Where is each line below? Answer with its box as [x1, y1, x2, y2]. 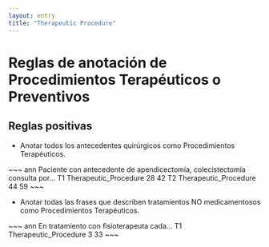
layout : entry [8, 11, 56, 20]
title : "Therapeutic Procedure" [8, 19, 116, 27]
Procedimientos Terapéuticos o [8, 70, 222, 89]
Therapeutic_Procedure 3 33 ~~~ [8, 229, 119, 239]
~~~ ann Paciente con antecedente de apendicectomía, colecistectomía [8, 165, 246, 174]
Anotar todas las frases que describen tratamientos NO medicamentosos [19, 197, 261, 206]
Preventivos [8, 87, 90, 106]
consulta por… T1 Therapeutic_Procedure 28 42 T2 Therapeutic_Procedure [8, 173, 256, 182]
